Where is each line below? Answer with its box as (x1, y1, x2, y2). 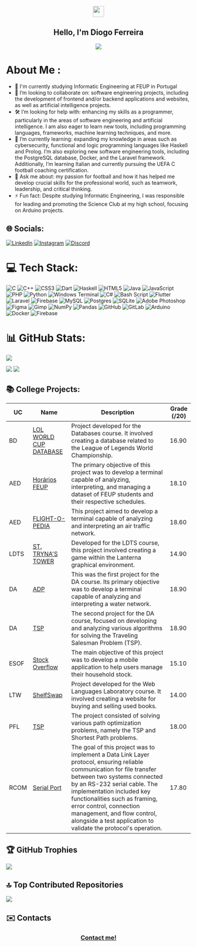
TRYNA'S (32, 550, 58, 558)
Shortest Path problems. (71, 733, 138, 742)
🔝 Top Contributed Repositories (6, 880, 124, 890)
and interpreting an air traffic (71, 522, 151, 530)
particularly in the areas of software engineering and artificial (14, 116, 163, 124)
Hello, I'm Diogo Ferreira (53, 28, 144, 38)
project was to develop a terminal (71, 468, 163, 476)
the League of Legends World (71, 444, 154, 452)
